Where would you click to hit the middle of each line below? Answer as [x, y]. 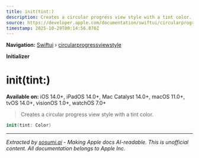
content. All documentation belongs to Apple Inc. [66, 149]
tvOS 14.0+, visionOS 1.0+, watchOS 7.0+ [56, 103]
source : [16, 22]
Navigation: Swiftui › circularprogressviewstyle [64, 45]
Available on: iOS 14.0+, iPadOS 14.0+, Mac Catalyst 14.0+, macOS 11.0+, [96, 97]
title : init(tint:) [30, 12]
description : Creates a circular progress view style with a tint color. [99, 17]
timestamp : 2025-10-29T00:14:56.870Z [53, 28]
